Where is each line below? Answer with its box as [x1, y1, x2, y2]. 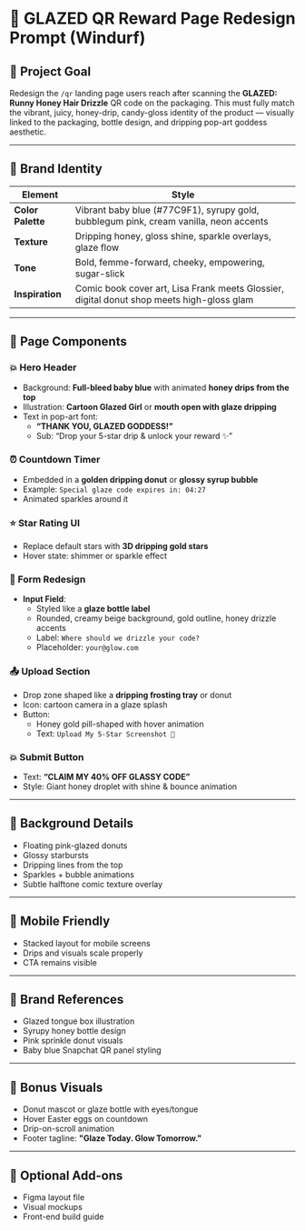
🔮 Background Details [9, 816, 134, 831]
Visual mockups [22, 1202, 84, 1213]
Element [22, 188, 59, 201]
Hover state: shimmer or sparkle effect [22, 550, 168, 562]
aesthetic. [9, 126, 47, 137]
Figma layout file [22, 1192, 85, 1203]
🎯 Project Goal [9, 64, 92, 79]
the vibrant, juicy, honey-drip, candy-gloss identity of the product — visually [9, 107, 295, 117]
